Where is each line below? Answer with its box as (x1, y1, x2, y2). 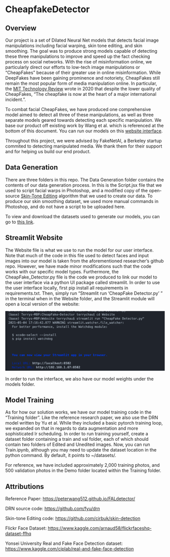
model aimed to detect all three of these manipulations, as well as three (5, 112, 154, 118)
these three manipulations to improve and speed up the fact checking (5, 53, 150, 59)
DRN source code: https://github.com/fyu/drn (5, 506, 100, 512)
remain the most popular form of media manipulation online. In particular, (5, 80, 157, 86)
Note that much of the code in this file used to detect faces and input (5, 252, 149, 258)
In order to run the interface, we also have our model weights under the (5, 375, 154, 381)
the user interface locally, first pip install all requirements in (5, 285, 129, 291)
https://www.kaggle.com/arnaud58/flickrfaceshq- (48, 525, 152, 531)
